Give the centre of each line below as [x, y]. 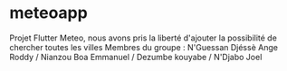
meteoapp [48, 13]
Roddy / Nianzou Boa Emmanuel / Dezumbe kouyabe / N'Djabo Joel [136, 57]
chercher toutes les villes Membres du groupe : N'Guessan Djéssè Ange [144, 47]
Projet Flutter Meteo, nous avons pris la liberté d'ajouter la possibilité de [143, 38]
